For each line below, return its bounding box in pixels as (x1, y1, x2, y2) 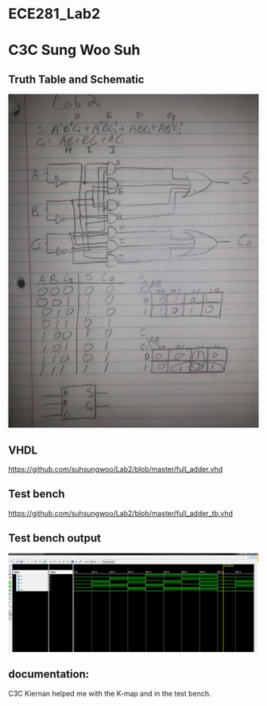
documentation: (8, 668, 90, 681)
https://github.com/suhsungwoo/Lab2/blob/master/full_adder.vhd (8, 465, 223, 473)
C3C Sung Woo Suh (8, 41, 141, 60)
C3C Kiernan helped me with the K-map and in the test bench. (8, 689, 212, 698)
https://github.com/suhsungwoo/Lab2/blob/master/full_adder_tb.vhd (8, 508, 233, 518)
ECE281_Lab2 (8, 5, 101, 23)
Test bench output (8, 531, 102, 545)
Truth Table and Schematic (8, 72, 145, 86)
